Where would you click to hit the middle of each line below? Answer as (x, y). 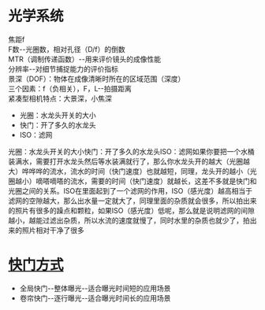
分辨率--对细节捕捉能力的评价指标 (63, 68)
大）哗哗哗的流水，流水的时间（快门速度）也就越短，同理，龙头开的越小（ (129, 171)
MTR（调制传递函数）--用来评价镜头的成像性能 (85, 59)
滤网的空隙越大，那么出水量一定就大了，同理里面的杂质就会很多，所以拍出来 (132, 201)
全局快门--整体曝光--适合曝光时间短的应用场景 (95, 288)
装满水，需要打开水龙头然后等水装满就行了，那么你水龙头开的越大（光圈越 (129, 161)
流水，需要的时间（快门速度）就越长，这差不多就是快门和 (163, 181)
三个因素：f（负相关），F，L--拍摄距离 (70, 88)
